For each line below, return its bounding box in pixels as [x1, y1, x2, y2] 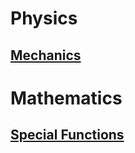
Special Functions [10, 127, 125, 144]
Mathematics [10, 87, 123, 109]
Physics [10, 7, 78, 30]
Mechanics [10, 47, 82, 64]
